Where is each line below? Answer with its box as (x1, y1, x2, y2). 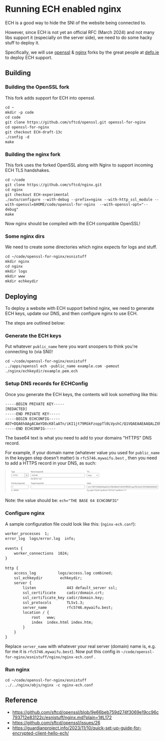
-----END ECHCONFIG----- (5, 426, 56, 431)
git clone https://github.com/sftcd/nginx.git (5, 182, 102, 187)
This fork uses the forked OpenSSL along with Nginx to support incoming (5, 162, 153, 168)
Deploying (5, 292, 37, 301)
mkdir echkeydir (5, 279, 38, 284)
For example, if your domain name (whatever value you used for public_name (5, 449, 160, 455)
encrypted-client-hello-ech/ (12, 730, 69, 736)
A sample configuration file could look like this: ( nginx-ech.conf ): (5, 521, 136, 527)
